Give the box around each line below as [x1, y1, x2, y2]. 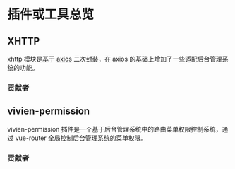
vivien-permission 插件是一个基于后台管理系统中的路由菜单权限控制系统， [7, 124, 222, 133]
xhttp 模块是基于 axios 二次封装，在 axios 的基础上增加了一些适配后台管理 [7, 54, 222, 63]
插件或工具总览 [7, 6, 95, 23]
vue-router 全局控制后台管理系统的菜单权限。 [15, 134, 147, 142]
